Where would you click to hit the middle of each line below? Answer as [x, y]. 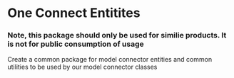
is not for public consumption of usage [76, 44]
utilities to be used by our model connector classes [82, 67]
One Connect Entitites [74, 13]
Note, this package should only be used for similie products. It [117, 35]
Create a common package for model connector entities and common [110, 60]
